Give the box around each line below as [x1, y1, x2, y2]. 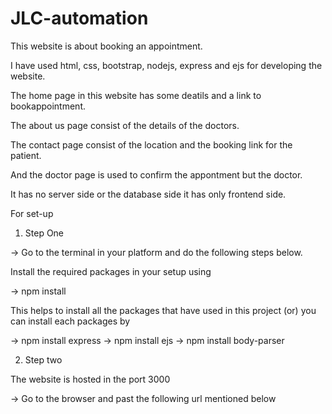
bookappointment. [10, 100, 86, 112]
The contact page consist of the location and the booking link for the [10, 138, 293, 151]
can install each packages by [10, 315, 131, 327]
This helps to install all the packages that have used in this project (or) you [10, 304, 317, 316]
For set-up [10, 207, 54, 219]
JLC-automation [10, 7, 149, 30]
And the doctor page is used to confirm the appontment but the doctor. [10, 168, 303, 181]
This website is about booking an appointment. [10, 40, 203, 52]
